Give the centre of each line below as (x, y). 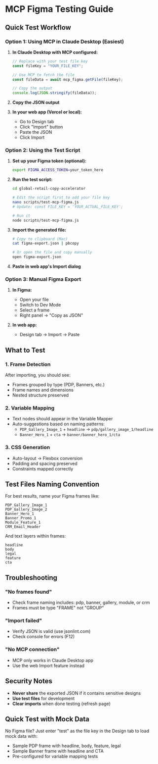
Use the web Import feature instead (48, 665)
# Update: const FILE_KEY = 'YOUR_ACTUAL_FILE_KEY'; (68, 206)
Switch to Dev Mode (40, 305)
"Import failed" (24, 621)
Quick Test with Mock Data (47, 719)
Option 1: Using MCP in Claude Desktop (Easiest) (65, 42)
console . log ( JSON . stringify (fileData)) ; (54, 93)
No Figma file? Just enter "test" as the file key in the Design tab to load (77, 731)
